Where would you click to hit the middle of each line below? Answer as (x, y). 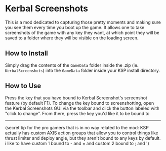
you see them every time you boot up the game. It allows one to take (75, 27)
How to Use (23, 86)
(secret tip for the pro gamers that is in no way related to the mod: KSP (77, 127)
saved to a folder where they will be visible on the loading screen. (72, 38)
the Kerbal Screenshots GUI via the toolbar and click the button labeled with (82, 108)
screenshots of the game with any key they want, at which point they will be (82, 32)
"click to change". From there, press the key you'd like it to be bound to (77, 113)
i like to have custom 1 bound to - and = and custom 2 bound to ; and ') (77, 143)
